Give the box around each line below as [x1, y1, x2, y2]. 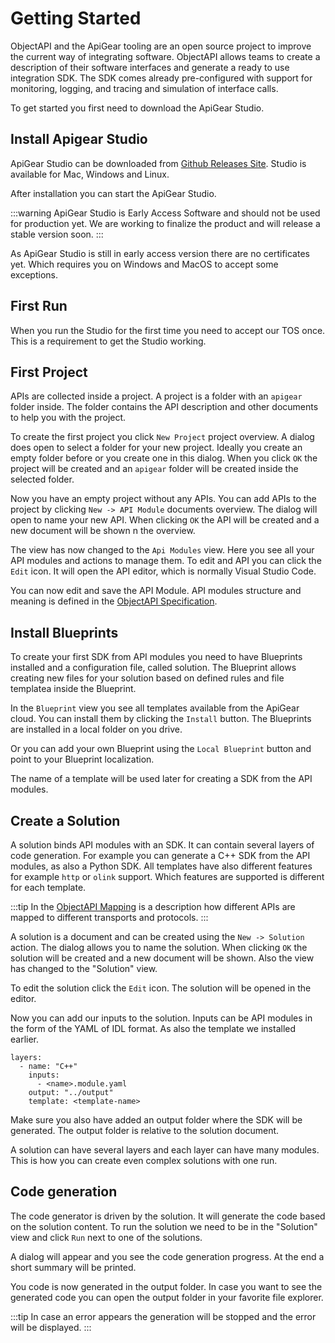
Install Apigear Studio [10, 131, 148, 148]
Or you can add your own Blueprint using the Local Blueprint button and [10, 743, 312, 755]
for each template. [10, 882, 87, 893]
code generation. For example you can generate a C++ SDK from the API [10, 850, 311, 861]
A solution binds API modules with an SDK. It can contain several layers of [10, 839, 315, 851]
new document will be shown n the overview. [10, 525, 196, 537]
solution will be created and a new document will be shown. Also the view [10, 952, 315, 964]
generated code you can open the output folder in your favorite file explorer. [10, 1291, 324, 1303]
